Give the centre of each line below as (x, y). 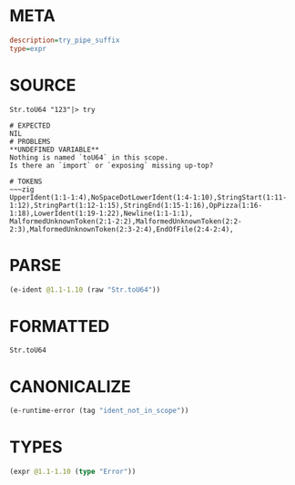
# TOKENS (26, 181)
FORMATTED (60, 326)
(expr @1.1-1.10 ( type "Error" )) (73, 472)
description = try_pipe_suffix (65, 40)
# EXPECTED (30, 125)
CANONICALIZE (71, 386)
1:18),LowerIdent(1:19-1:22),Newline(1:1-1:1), (102, 213)
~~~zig (22, 189)
